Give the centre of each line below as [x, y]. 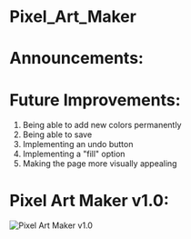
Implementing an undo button [78, 144]
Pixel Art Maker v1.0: [90, 200]
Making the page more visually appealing [100, 164]
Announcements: [76, 59]
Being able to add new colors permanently [102, 125]
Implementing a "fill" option [74, 154]
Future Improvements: [95, 100]
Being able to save [57, 134]
